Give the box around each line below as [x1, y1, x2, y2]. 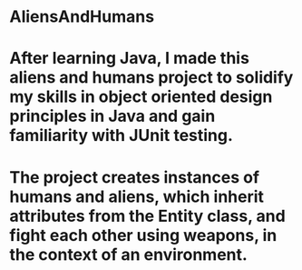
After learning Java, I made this [9, 48, 249, 69]
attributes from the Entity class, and [9, 205, 286, 226]
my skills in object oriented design [9, 86, 273, 107]
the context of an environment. [9, 244, 248, 265]
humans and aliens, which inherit [9, 186, 265, 206]
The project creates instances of [9, 166, 260, 187]
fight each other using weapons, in [9, 225, 278, 245]
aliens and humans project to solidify [9, 67, 294, 88]
